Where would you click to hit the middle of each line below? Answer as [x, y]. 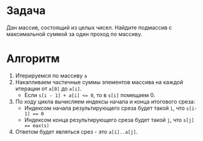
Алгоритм [33, 59]
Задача [26, 11]
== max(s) [37, 126]
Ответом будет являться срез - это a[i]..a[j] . [76, 131]
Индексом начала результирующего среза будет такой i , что [105, 108]
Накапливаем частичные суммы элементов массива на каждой [99, 82]
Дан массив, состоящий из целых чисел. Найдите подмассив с [89, 27]
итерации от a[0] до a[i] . [48, 89]
